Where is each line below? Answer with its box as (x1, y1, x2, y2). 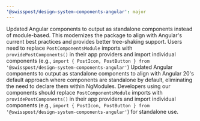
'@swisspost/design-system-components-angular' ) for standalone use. (6, 108, 179, 115)
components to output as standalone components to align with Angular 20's (6, 69, 194, 77)
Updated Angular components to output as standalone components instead (6, 25, 193, 32)
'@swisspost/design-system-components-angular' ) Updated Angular (6, 63, 173, 71)
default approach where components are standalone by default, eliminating (6, 76, 193, 83)
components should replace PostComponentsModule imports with (6, 89, 163, 96)
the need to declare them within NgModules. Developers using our (6, 82, 171, 90)
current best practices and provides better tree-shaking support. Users (6, 38, 183, 45)
